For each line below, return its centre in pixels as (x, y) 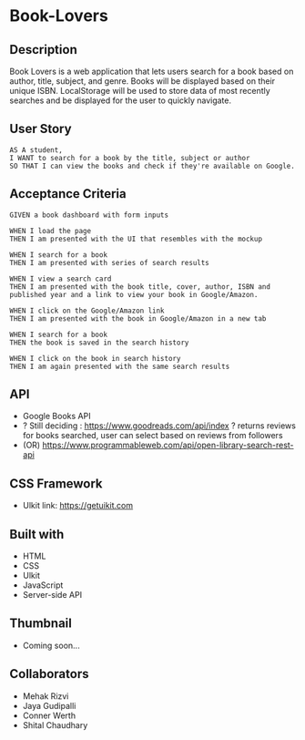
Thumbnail (41, 624)
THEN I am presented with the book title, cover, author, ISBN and (140, 287)
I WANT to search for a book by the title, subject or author (130, 158)
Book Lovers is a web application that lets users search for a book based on (152, 71)
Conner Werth (49, 715)
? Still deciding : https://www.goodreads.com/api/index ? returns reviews (159, 426)
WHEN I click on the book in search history (95, 358)
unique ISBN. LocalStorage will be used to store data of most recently (140, 91)
